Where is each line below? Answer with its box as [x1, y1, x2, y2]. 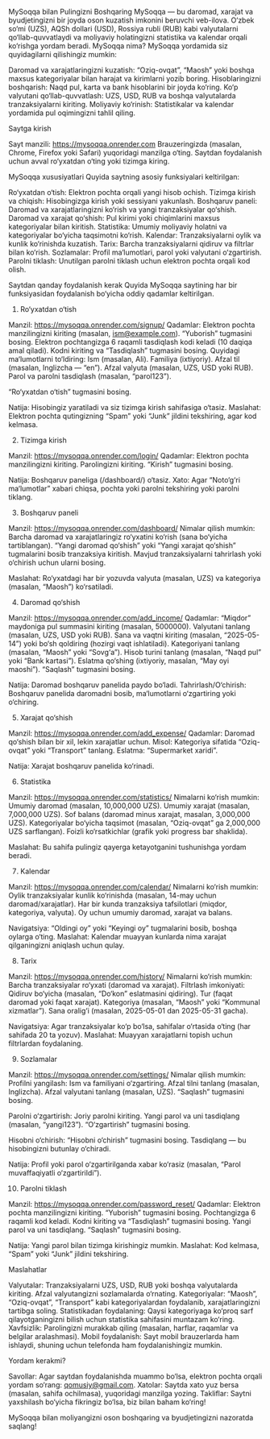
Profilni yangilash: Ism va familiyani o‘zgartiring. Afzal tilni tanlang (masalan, [8, 1079, 260, 1088]
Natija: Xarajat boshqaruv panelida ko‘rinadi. [8, 761, 155, 770]
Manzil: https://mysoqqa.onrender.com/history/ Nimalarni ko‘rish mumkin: [8, 972, 252, 981]
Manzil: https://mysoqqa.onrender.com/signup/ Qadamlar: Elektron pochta [8, 320, 255, 330]
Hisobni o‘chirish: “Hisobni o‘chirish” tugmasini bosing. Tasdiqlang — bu [8, 1135, 247, 1145]
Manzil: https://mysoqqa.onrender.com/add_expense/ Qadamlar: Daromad [8, 728, 255, 738]
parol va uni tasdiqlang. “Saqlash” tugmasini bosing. [8, 1225, 181, 1234]
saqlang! [8, 1421, 37, 1431]
